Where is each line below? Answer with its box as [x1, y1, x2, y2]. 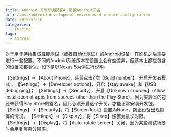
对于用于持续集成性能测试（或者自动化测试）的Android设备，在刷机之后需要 [5, 51, 166, 57]
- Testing [10, 27, 31, 32]
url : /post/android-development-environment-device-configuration [5, 12, 150, 17]
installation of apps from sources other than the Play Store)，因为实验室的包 [5, 93, 166, 100]
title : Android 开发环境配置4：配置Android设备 [5, 7, 101, 13]
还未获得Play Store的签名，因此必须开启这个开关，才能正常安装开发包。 [5, 100, 158, 106]
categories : [5, 22, 31, 27]
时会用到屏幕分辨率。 [5, 126, 50, 132]
